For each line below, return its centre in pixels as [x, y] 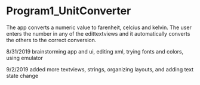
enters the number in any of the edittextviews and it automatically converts [98, 33]
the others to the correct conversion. [51, 40]
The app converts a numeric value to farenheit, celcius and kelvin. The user [99, 27]
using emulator [24, 58]
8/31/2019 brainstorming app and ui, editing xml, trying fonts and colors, [95, 51]
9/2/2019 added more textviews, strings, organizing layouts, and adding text [100, 69]
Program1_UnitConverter [69, 11]
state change [22, 75]
